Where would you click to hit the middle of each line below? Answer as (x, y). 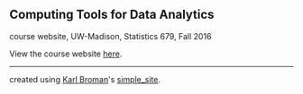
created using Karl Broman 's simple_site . (85, 79)
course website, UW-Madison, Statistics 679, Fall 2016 (110, 36)
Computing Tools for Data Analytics (112, 15)
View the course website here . (66, 54)
